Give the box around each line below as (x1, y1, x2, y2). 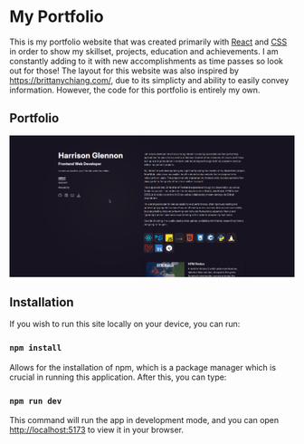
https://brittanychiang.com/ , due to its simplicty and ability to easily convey (9, 74, 290, 85)
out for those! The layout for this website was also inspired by (9, 65, 240, 76)
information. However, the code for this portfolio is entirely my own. (9, 84, 261, 95)
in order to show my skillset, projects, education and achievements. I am (9, 45, 279, 56)
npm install (9, 343, 62, 353)
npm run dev (9, 396, 62, 406)
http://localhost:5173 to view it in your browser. (9, 424, 184, 435)
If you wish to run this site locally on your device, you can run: (9, 319, 241, 330)
